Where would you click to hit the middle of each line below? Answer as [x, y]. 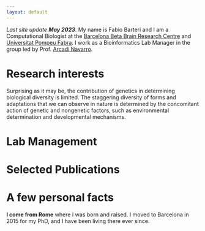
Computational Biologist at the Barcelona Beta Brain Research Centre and [99, 36]
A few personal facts [60, 198]
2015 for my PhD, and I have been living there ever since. [78, 221]
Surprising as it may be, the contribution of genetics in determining [91, 91]
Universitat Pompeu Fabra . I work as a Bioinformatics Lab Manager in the [99, 42]
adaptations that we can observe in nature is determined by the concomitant [102, 104]
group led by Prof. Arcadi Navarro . [50, 49]
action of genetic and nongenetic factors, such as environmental [88, 110]
